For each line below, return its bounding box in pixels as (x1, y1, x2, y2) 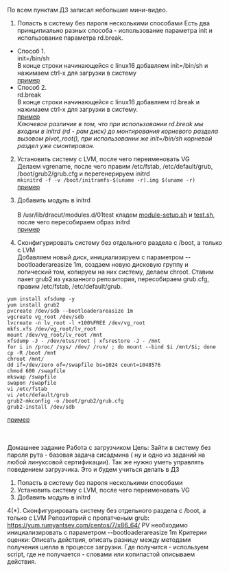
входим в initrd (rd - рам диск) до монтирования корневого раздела (16, 127, 219, 135)
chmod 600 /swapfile (7, 368, 67, 374)
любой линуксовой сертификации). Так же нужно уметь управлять (7, 458, 204, 466)
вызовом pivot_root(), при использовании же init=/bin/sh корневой (16, 134, 213, 143)
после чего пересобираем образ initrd (16, 218, 130, 226)
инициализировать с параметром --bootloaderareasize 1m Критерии (7, 528, 207, 536)
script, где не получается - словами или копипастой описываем (7, 550, 195, 558)
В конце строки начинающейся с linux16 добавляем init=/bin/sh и (16, 62, 208, 69)
